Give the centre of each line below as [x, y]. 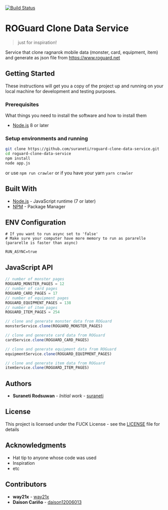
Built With [21, 189]
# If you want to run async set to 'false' [52, 234]
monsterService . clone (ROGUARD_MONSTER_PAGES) [54, 326]
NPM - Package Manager [39, 206]
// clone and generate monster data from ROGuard [59, 322]
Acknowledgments [36, 445]
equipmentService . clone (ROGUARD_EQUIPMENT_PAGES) [59, 354]
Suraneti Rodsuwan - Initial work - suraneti [58, 396]
